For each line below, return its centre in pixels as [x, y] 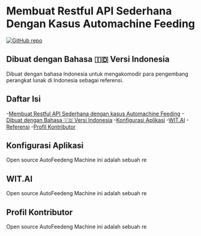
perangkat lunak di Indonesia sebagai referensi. [65, 80]
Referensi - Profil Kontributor [41, 127]
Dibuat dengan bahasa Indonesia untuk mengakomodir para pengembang [97, 74]
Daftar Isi [23, 99]
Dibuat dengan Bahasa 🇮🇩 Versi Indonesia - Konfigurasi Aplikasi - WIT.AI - [97, 120]
